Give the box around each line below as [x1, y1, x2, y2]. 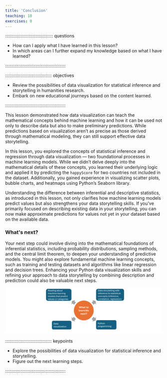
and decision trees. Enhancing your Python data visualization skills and [5, 267, 151, 273]
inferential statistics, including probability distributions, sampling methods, [5, 245, 158, 252]
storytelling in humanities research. [12, 87, 85, 93]
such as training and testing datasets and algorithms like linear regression [5, 261, 157, 267]
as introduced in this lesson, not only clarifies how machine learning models [5, 195, 161, 201]
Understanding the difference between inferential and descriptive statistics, [5, 190, 161, 196]
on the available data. [5, 216, 49, 222]
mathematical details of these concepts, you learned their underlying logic [5, 164, 158, 170]
